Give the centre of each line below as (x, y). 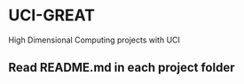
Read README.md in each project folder (122, 68)
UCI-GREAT (51, 15)
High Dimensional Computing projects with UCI (94, 40)
